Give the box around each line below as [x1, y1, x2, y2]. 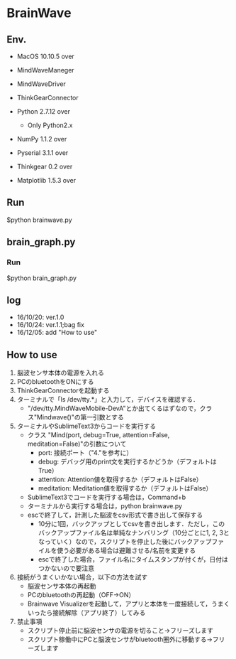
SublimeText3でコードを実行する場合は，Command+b [27, 493, 186, 502]
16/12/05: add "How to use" [16, 328, 97, 337]
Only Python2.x [27, 121, 73, 129]
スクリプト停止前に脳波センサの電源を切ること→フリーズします [27, 626, 214, 635]
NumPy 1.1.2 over [16, 135, 67, 143]
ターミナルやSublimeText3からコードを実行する [16, 422, 157, 431]
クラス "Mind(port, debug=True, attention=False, [27, 431, 170, 439]
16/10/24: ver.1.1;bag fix [16, 321, 84, 329]
